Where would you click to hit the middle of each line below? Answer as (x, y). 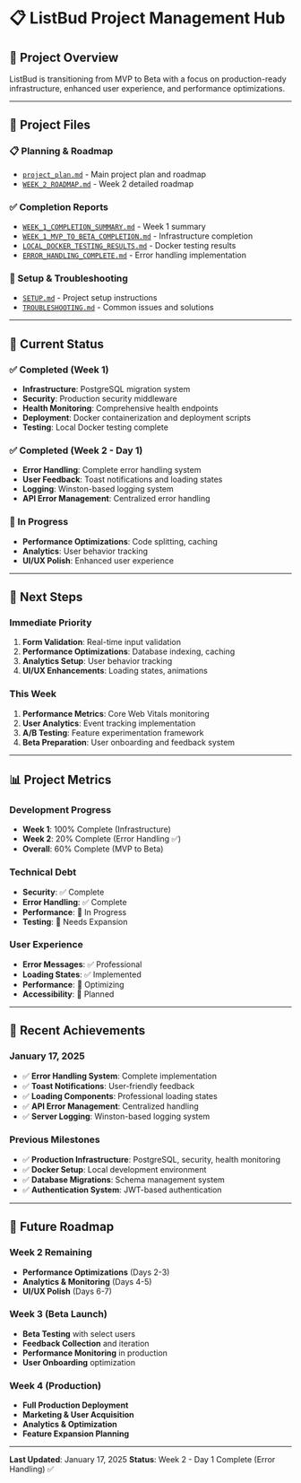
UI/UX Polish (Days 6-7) (67, 1291)
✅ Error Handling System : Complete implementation (120, 1076)
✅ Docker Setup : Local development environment (114, 1169)
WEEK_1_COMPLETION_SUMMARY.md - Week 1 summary (114, 226)
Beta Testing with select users (79, 1333)
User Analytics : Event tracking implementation (109, 723)
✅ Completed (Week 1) (59, 370)
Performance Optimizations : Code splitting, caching (120, 541)
